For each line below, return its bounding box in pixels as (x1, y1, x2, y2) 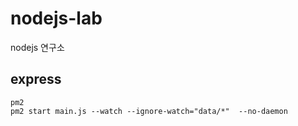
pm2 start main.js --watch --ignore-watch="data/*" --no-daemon (10, 106, 288, 116)
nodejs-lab (10, 7, 103, 30)
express (10, 71, 62, 88)
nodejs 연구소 (10, 41, 65, 53)
